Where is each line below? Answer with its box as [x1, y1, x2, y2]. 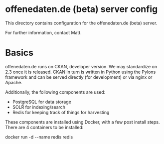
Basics [5, 47, 34, 58]
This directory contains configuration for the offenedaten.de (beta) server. [5, 20, 158, 26]
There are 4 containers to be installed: [5, 124, 84, 130]
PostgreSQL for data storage [12, 99, 71, 105]
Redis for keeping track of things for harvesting [12, 109, 110, 115]
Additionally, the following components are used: [5, 89, 106, 95]
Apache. [5, 79, 22, 85]
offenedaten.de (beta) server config [5, 3, 158, 15]
